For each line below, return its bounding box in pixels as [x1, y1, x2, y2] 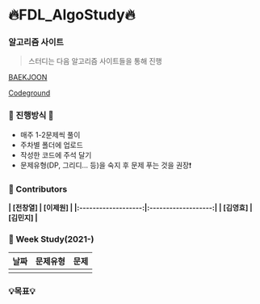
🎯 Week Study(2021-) [8, 234, 94, 244]
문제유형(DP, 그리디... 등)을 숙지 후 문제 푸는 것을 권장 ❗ [19, 160, 192, 170]
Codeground [8, 88, 51, 98]
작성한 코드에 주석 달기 [19, 150, 92, 159]
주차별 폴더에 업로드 [19, 140, 83, 150]
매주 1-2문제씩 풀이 [19, 129, 81, 139]
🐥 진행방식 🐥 [8, 110, 54, 121]
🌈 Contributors [8, 184, 68, 195]
